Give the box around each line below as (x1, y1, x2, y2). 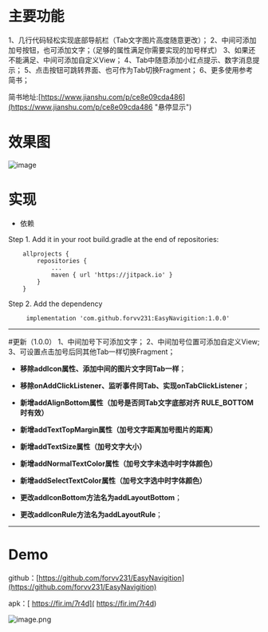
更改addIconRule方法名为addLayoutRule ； (19, 509, 164, 519)
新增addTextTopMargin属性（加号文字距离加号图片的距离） (19, 424, 218, 434)
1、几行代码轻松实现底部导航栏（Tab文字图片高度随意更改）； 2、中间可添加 (8, 35, 257, 45)
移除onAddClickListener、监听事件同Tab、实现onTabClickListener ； (19, 380, 250, 390)
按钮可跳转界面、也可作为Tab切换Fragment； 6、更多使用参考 (49, 65, 254, 74)
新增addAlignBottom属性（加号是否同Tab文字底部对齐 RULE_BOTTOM (19, 397, 254, 407)
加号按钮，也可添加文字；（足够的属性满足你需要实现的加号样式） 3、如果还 (8, 45, 256, 54)
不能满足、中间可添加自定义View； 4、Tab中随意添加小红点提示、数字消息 (8, 55, 253, 65)
